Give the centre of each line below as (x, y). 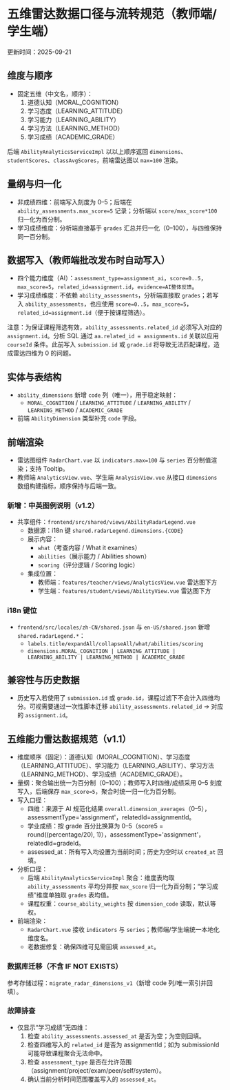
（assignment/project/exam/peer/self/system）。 (96, 1070)
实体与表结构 (34, 377)
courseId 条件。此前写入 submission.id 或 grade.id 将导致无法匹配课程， (111, 344)
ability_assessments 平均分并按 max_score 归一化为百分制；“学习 (120, 886)
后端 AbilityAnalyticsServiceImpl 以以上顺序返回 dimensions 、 (97, 151)
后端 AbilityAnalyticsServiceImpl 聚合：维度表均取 (101, 878)
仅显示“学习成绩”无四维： (53, 1027)
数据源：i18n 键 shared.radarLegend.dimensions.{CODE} (105, 531)
